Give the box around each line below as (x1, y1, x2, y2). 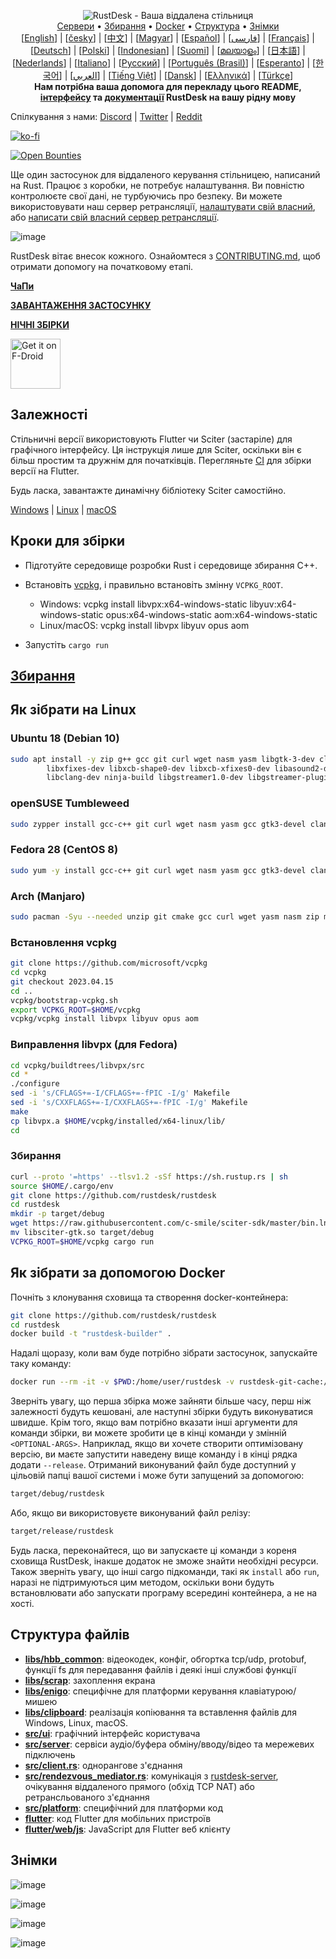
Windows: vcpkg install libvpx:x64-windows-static (39, 598, 248, 610)
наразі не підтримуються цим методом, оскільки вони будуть (10, 1576, 275, 1588)
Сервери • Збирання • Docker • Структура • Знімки (56, 20, 280, 32)
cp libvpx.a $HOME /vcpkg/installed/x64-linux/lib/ (10, 1116, 226, 1126)
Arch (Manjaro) (10, 889, 86, 903)
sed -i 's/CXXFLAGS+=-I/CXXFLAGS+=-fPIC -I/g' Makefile (10, 1098, 248, 1108)
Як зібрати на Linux (10, 701, 137, 719)
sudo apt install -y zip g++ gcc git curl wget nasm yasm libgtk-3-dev (10, 754, 315, 764)
